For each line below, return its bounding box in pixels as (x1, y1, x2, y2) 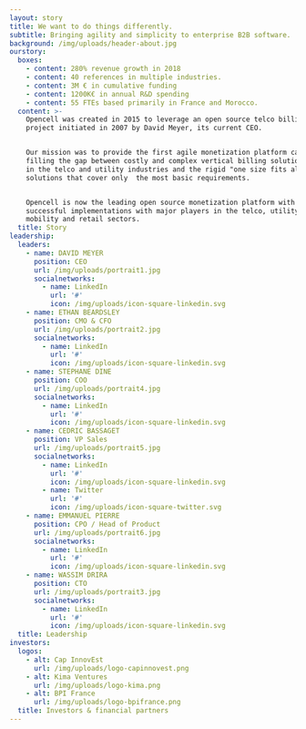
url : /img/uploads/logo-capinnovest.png (33, 663, 189, 673)
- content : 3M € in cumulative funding (25, 81, 178, 90)
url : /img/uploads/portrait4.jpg (33, 384, 161, 393)
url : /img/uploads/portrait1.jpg (33, 265, 161, 274)
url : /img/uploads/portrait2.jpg (33, 324, 161, 334)
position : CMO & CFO (33, 316, 112, 325)
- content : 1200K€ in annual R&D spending (25, 89, 189, 98)
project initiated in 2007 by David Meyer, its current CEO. (25, 124, 262, 133)
